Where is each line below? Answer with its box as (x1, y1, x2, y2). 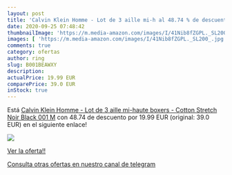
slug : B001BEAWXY (7, 61, 57, 68)
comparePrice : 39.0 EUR (7, 81, 76, 87)
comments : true (7, 42, 51, 49)
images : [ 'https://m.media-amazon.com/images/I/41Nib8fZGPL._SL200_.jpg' (7, 36, 227, 43)
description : (7, 68, 45, 74)
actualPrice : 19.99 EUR (7, 74, 76, 81)
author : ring (7, 55, 45, 62)
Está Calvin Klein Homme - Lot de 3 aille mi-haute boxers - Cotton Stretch (7, 106, 217, 114)
